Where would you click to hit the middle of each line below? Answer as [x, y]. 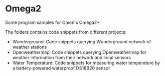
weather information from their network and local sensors [72, 57]
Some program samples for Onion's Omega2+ [52, 22]
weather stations [30, 47]
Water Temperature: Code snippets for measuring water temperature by [86, 63]
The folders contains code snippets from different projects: [66, 32]
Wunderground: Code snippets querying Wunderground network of [82, 41]
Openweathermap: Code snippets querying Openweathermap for [79, 52]
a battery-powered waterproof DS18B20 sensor [61, 68]
